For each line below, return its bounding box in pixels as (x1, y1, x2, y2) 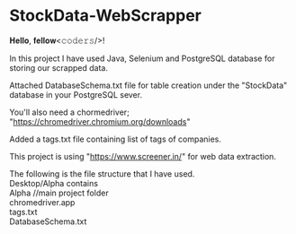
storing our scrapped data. (9, 62, 109, 73)
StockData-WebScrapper (9, 5, 202, 26)
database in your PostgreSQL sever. (9, 89, 142, 100)
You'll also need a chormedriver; (9, 107, 130, 117)
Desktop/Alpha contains (9, 178, 99, 188)
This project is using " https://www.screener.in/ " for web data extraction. (9, 151, 277, 161)
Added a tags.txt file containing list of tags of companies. (9, 134, 222, 144)
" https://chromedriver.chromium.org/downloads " (9, 116, 191, 126)
